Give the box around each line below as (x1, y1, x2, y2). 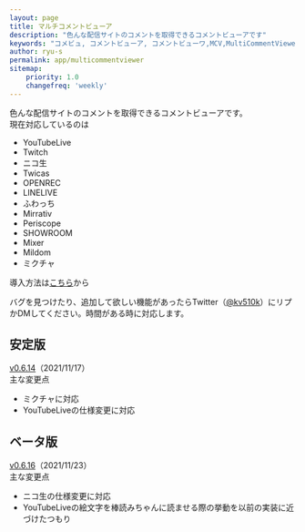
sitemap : (9, 65, 43, 74)
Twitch (22, 147, 48, 158)
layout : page (9, 13, 59, 23)
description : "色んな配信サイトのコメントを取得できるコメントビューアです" (9, 30, 267, 39)
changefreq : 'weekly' (25, 81, 107, 90)
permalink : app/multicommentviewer (9, 56, 145, 65)
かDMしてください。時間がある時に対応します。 (9, 307, 189, 319)
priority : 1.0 (25, 73, 79, 82)
